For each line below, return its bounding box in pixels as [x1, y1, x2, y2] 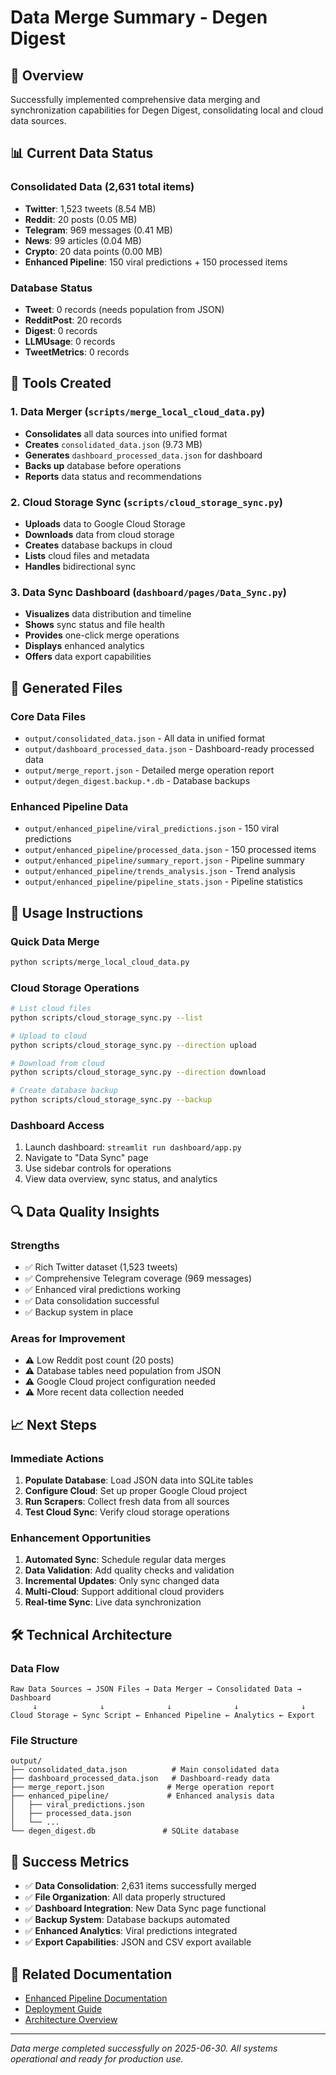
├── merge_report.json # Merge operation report [10, 1782, 275, 1793]
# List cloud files [10, 1004, 92, 1014]
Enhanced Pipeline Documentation [24, 1992, 168, 2004]
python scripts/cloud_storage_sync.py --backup [10, 1095, 213, 1105]
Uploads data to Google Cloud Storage [24, 517, 186, 530]
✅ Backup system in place [24, 1306, 134, 1318]
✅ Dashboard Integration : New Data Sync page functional [24, 1902, 267, 1915]
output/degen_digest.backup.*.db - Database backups [24, 774, 251, 786]
